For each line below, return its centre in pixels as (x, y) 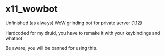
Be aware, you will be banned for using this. (51, 48)
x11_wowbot (31, 9)
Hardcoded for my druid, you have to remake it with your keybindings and (83, 33)
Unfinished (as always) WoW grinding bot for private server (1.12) (74, 23)
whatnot (14, 38)
